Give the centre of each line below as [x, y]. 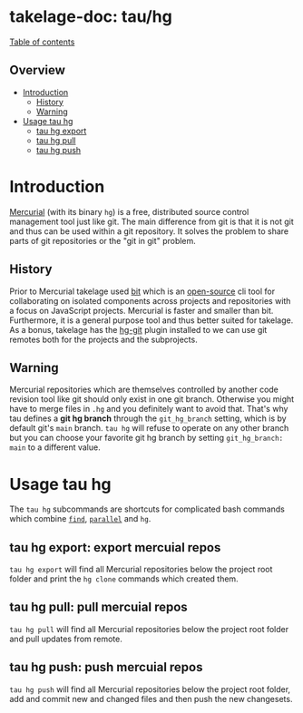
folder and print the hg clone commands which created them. [124, 579]
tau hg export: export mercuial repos [115, 547]
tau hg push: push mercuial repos [106, 667]
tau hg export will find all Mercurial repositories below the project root [141, 570]
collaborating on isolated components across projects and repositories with [150, 300]
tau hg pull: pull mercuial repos [98, 607]
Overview [38, 70]
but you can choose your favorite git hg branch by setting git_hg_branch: [147, 438]
